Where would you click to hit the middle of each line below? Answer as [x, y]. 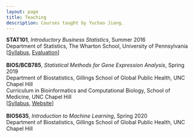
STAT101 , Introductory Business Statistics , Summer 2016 [76, 40]
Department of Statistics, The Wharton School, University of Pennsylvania [97, 46]
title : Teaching [26, 17]
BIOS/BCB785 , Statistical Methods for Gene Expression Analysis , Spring [96, 65]
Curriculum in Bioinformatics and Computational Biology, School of [88, 91]
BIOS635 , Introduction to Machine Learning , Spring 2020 [77, 116]
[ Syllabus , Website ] [30, 103]
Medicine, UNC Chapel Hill [39, 97]
